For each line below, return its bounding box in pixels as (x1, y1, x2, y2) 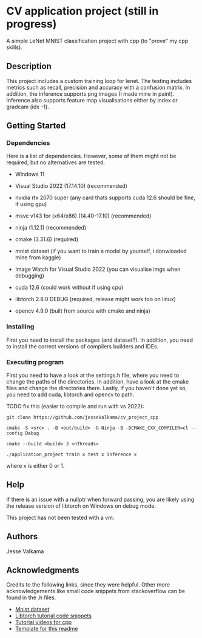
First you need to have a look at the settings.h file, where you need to (6, 371, 180, 379)
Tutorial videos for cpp (15, 619, 72, 626)
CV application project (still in (6, 4, 159, 18)
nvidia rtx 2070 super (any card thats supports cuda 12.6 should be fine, (15, 194, 196, 201)
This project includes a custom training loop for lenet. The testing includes (6, 77, 192, 84)
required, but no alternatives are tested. (6, 159, 106, 166)
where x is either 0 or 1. (6, 462, 65, 470)
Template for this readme (15, 625, 78, 633)
